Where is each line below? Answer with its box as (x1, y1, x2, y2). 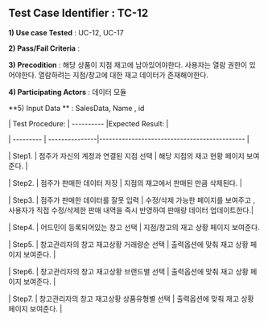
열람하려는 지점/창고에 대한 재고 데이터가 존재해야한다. (38, 70, 209, 80)
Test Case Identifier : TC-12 (8, 6, 149, 20)
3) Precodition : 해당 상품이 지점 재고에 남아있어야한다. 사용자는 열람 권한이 (8, 60, 248, 69)
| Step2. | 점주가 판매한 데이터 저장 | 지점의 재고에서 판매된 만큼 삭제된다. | (8, 178, 243, 187)
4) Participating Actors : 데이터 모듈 (8, 87, 127, 97)
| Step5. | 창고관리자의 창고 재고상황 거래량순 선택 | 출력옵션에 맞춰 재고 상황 (8, 239, 249, 249)
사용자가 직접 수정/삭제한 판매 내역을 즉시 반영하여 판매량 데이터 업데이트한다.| (8, 205, 254, 215)
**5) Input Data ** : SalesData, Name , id (8, 103, 145, 113)
